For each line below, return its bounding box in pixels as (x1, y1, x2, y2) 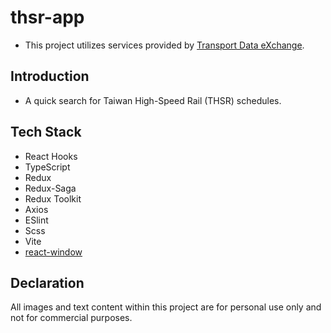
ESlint (24, 214, 49, 226)
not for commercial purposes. (10, 312, 133, 324)
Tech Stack (10, 124, 82, 141)
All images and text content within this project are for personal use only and (10, 301, 322, 313)
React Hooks (24, 150, 78, 162)
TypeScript (24, 161, 71, 173)
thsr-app (10, 6, 85, 29)
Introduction (10, 68, 90, 85)
